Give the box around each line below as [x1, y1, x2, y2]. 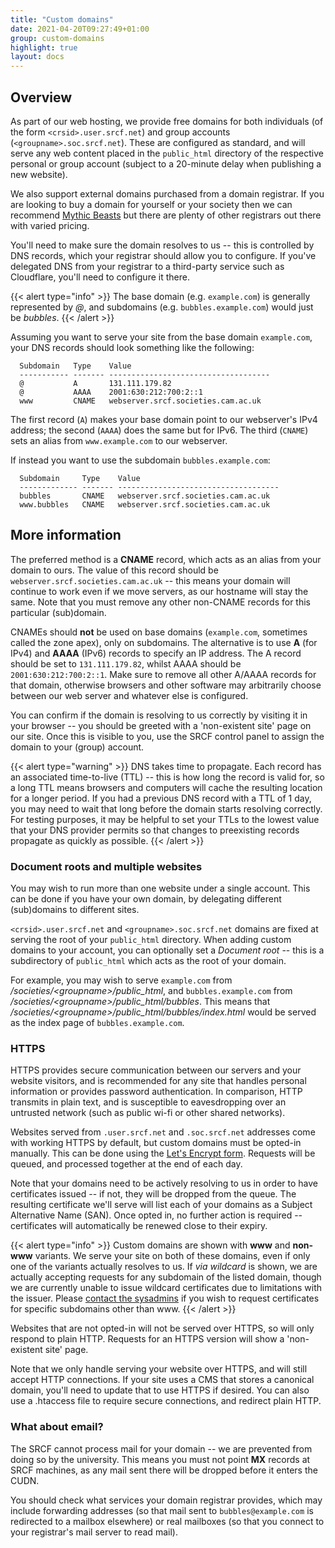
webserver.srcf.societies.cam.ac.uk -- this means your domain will [10, 574, 291, 586]
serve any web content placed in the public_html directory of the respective [10, 147, 324, 159]
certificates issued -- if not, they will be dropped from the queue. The [10, 1188, 297, 1200]
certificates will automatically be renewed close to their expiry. [10, 1220, 268, 1232]
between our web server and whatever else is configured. [10, 689, 249, 701]
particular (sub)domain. [10, 606, 107, 618]
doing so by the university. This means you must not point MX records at [10, 1453, 311, 1465]
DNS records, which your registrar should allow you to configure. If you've [10, 249, 317, 261]
